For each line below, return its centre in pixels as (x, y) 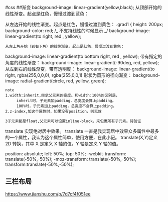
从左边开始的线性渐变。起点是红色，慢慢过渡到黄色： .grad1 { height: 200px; (84, 24)
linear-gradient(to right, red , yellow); (43, 36)
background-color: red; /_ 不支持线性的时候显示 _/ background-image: (78, 31)
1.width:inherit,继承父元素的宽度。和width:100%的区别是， (62, 95)
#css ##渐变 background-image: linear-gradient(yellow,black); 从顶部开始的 (83, 7)
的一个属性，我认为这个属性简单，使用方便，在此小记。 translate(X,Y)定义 (81, 137)
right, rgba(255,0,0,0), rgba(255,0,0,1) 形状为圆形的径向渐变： (69, 75)
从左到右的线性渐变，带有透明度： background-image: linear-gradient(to (80, 69)
